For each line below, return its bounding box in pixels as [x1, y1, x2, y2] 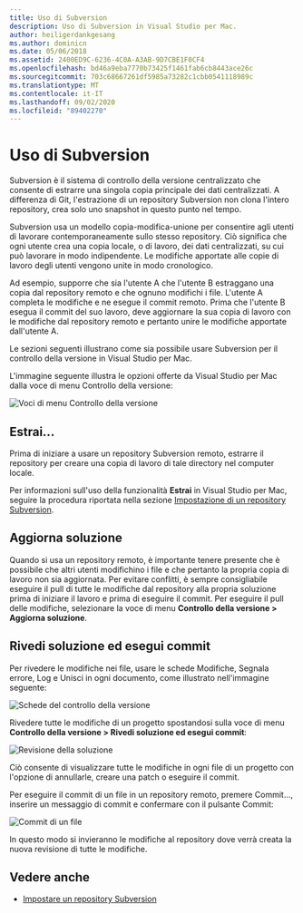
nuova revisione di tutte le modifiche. [9, 843, 148, 854]
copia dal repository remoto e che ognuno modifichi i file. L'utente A [9, 287, 263, 298]
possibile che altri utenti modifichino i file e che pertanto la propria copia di [9, 564, 289, 575]
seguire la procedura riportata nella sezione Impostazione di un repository [9, 495, 286, 505]
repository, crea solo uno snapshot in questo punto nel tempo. [9, 204, 242, 215]
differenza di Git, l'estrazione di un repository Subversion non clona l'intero [9, 194, 289, 205]
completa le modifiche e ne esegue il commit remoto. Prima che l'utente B [9, 296, 286, 308]
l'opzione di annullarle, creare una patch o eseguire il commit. [9, 772, 240, 782]
